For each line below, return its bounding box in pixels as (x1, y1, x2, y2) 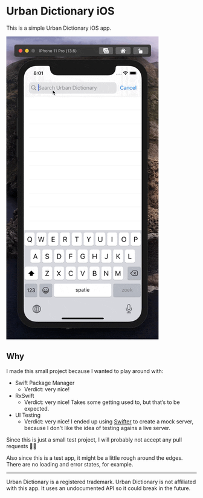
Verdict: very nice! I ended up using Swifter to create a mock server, (24, 417, 194, 425)
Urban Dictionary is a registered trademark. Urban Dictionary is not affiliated (6, 478, 196, 485)
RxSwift (14, 392, 34, 399)
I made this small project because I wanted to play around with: (6, 367, 164, 374)
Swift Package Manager (14, 379, 75, 386)
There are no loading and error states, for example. (6, 460, 134, 468)
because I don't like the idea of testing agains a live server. (24, 424, 171, 431)
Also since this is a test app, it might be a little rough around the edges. (6, 454, 183, 462)
